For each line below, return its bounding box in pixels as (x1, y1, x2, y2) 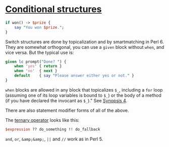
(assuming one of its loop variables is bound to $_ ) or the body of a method (5, 92, 161, 98)
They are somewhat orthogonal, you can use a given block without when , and (5, 44, 164, 50)
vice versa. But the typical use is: (5, 49, 74, 55)
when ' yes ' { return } (14, 64, 62, 69)
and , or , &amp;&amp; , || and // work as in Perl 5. (5, 136, 103, 142)
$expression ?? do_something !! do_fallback (5, 127, 100, 132)
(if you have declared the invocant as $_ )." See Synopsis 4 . (5, 97, 128, 104)
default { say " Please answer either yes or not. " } (14, 73, 135, 79)
